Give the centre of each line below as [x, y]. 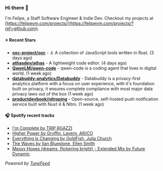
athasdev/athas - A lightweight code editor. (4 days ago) [69, 63]
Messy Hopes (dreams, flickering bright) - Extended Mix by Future [79, 148]
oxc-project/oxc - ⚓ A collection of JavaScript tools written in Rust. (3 [83, 52]
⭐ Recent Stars [20, 40]
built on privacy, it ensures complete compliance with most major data [82, 89]
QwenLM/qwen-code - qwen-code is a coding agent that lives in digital [84, 68]
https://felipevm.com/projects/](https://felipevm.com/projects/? [70, 23]
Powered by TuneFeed [27, 163]
